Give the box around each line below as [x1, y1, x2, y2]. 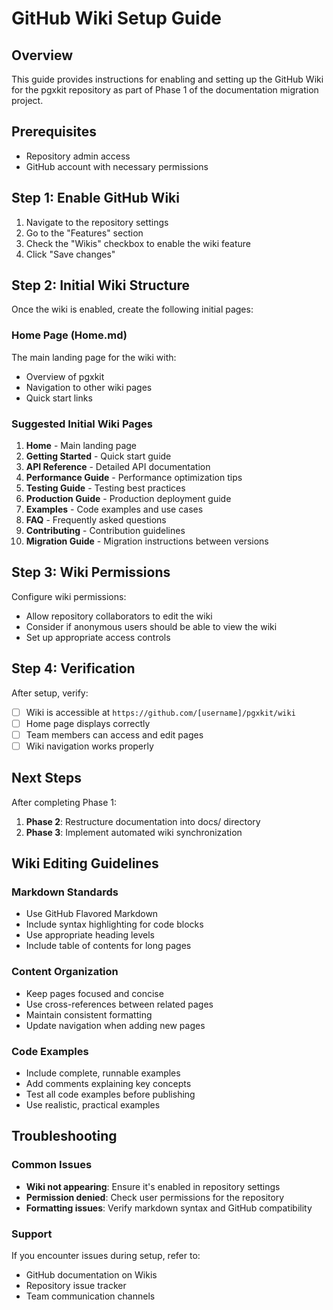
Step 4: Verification [11, 660, 136, 677]
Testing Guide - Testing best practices [25, 482, 186, 494]
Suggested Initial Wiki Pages [11, 417, 154, 431]
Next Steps [11, 770, 82, 787]
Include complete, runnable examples [25, 1067, 181, 1079]
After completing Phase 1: [11, 796, 118, 808]
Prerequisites [11, 123, 97, 141]
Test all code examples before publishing [25, 1088, 196, 1100]
